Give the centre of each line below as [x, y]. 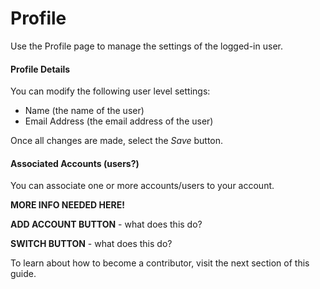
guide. [23, 274]
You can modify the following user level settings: [110, 91]
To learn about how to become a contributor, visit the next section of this [160, 263]
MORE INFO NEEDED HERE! [67, 205]
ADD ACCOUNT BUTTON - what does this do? [106, 224]
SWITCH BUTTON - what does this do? [91, 244]
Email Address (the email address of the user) [119, 121]
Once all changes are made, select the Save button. [117, 141]
